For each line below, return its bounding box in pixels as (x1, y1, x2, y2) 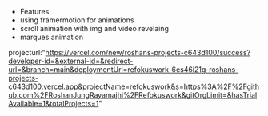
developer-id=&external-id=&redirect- (8, 56, 134, 66)
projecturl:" (8, 48, 46, 57)
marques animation (19, 32, 84, 42)
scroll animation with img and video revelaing (19, 24, 170, 33)
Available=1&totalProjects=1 (8, 99, 99, 108)
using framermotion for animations (19, 15, 134, 25)
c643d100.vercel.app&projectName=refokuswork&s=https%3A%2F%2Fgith (8, 82, 260, 91)
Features (19, 7, 50, 16)
